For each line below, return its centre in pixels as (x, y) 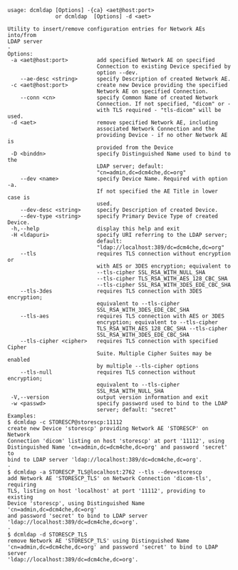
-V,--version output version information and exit (109, 397)
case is (19, 198)
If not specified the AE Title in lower (157, 191)
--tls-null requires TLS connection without (108, 372)
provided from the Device (135, 148)
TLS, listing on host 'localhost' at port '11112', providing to (106, 491)
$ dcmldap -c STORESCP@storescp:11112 (65, 422)
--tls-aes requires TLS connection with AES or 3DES (122, 316)
